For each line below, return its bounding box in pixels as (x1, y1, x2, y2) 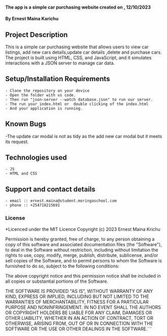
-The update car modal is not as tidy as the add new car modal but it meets (5, 133, 162, 139)
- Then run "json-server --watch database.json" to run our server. (5, 97, 153, 102)
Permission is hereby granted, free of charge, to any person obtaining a (5, 236, 155, 242)
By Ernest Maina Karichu (5, 16, 59, 22)
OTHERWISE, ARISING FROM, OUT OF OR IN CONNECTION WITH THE (5, 320, 153, 326)
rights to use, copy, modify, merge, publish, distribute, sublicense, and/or (5, 252, 158, 258)
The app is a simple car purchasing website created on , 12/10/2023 (5, 4, 151, 10)
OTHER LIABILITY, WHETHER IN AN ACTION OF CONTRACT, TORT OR (5, 315, 153, 321)
